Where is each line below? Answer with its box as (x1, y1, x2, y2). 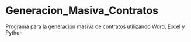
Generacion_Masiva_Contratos (5, 4, 159, 17)
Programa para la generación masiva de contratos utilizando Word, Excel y (5, 23, 185, 30)
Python (5, 29, 23, 36)
